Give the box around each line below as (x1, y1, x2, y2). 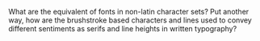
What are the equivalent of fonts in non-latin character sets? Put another (8, 7, 250, 16)
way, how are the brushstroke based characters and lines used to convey (8, 15, 252, 25)
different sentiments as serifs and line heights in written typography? (8, 24, 237, 33)
